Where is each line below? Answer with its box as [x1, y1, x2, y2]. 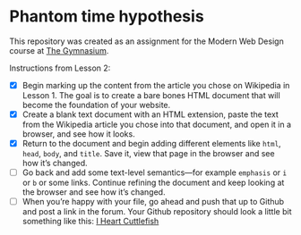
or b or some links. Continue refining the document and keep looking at [21, 177, 285, 189]
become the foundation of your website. [21, 100, 171, 110]
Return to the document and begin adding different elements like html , [21, 138, 281, 149]
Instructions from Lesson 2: [9, 63, 111, 73]
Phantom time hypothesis [9, 6, 204, 27]
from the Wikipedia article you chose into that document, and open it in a [21, 119, 292, 130]
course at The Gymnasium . [9, 45, 109, 55]
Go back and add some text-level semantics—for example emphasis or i [21, 167, 288, 178]
